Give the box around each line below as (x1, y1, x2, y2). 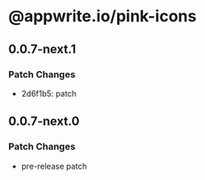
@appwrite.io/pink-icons (8, 6, 197, 27)
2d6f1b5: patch (20, 88, 77, 98)
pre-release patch (20, 160, 88, 171)
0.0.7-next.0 (8, 113, 80, 129)
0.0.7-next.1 (8, 42, 76, 57)
